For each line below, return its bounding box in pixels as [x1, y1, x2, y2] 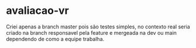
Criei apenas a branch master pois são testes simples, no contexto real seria [6, 23, 190, 30]
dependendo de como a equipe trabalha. [6, 35, 105, 42]
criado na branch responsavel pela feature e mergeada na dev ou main [6, 29, 177, 36]
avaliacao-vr [6, 4, 69, 17]
